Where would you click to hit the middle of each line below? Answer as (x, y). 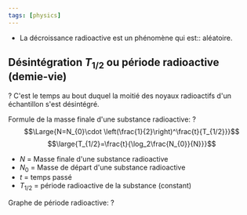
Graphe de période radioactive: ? (62, 203)
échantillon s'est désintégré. (54, 104)
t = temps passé (45, 177)
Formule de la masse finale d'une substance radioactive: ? (102, 119)
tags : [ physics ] (35, 15)
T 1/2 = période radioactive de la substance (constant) (105, 187)
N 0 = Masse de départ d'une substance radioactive (102, 168)
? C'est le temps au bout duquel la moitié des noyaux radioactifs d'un (120, 96)
